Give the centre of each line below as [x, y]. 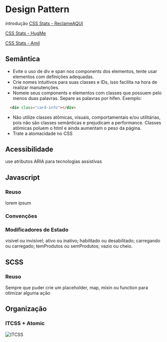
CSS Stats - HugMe [26, 33]
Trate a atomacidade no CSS [42, 133]
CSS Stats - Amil [23, 43]
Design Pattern [37, 9]
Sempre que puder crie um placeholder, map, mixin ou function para [77, 288]
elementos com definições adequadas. [53, 77]
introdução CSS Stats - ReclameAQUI [44, 23]
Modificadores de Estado [37, 229]
